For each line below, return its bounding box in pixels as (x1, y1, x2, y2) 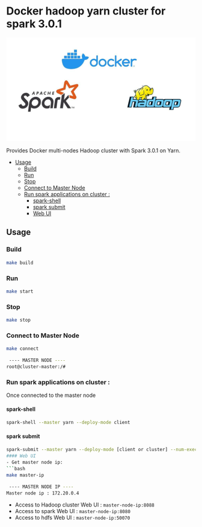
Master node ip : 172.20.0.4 (6, 490, 79, 496)
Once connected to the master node (6, 391, 96, 399)
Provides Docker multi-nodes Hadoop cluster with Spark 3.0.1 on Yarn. (6, 147, 180, 154)
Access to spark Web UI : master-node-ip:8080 (14, 507, 131, 514)
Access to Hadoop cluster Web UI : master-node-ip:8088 (14, 501, 155, 508)
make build (6, 260, 34, 266)
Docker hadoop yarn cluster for (6, 4, 166, 18)
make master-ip (6, 472, 44, 478)
